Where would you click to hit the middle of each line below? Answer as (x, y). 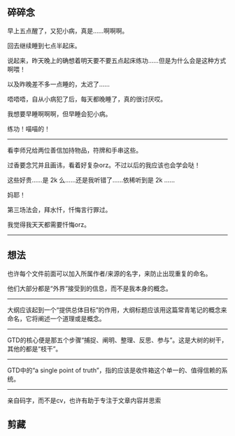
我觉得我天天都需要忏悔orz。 (49, 224)
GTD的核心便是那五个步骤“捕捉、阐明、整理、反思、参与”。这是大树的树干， (117, 340)
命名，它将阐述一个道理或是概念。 (56, 318)
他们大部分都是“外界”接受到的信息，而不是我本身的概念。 (90, 288)
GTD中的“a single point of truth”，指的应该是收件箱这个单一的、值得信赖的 (114, 370)
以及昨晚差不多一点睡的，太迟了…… (59, 84)
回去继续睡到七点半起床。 (44, 45)
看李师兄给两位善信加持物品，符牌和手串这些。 (74, 150)
